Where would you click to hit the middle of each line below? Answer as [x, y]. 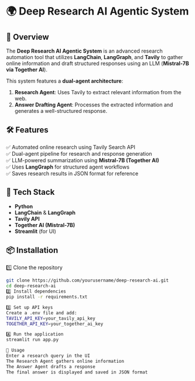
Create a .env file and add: [42, 313]
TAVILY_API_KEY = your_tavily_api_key [51, 318]
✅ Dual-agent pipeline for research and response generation [79, 153]
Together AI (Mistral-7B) [45, 225]
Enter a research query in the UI [48, 356]
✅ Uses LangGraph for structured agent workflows [68, 167]
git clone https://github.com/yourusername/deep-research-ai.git [87, 281]
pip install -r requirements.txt [47, 297]
